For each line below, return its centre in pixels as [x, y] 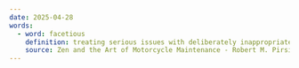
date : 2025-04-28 [41, 17]
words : [21, 26]
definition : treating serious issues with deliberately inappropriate [159, 42]
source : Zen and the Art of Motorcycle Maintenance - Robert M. [147, 50]
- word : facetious [52, 34]
